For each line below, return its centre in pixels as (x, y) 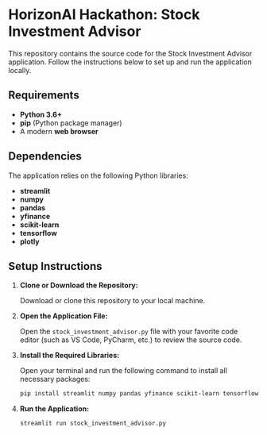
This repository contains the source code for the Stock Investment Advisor (130, 53)
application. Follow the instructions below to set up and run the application (130, 62)
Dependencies (45, 156)
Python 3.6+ (41, 114)
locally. (20, 70)
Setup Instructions (55, 266)
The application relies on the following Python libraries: (98, 175)
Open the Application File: (64, 316)
